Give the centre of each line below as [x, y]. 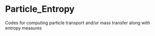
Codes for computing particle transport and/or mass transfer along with [78, 23]
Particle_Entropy [40, 9]
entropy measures [24, 28]
